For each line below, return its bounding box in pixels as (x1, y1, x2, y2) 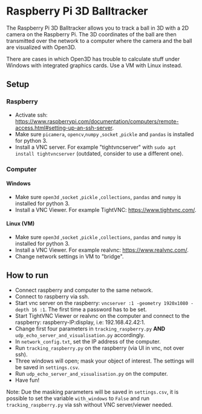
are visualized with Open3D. (6, 44, 77, 51)
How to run (6, 271, 49, 281)
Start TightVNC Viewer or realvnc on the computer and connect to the (15, 312, 190, 319)
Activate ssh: (15, 111, 48, 119)
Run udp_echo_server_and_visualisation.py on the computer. (15, 370, 168, 377)
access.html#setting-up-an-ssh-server (15, 124, 112, 131)
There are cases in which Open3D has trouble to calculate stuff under (6, 55, 180, 62)
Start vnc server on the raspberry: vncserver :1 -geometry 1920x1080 (15, 299, 189, 306)
